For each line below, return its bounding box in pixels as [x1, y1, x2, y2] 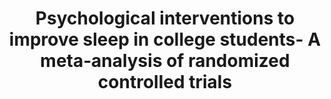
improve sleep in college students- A [8, 28, 322, 51]
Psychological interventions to [35, 7, 295, 30]
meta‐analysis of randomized [40, 50, 290, 72]
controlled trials [97, 71, 233, 94]
